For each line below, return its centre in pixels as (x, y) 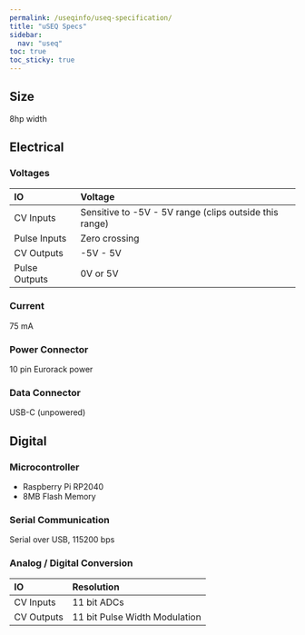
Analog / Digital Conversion (71, 563)
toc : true (28, 52)
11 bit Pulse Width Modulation (137, 617)
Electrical (37, 148)
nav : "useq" (40, 43)
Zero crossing (110, 238)
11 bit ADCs (98, 602)
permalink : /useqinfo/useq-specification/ (91, 18)
